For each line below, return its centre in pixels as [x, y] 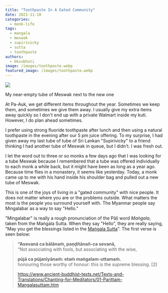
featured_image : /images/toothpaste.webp [49, 71]
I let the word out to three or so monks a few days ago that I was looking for [83, 156]
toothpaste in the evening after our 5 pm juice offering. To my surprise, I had [84, 135]
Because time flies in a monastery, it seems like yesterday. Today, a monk [81, 172]
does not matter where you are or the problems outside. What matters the [81, 198]
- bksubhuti [22, 61]
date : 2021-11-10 [23, 15]
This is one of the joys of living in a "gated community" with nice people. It [82, 192]
